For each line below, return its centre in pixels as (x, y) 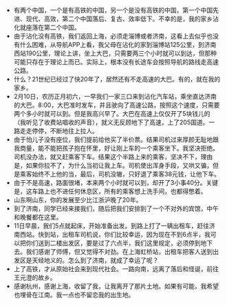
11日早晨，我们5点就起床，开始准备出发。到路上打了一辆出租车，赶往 (111, 226)
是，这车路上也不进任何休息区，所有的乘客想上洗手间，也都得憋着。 (110, 191)
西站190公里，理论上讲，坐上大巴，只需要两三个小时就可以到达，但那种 (115, 53)
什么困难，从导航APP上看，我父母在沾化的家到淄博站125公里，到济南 (118, 45)
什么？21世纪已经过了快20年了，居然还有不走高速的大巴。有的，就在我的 (117, 79)
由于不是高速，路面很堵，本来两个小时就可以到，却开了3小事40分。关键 (116, 183)
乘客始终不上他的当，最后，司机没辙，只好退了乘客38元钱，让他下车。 (120, 174)
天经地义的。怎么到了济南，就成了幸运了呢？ (95, 260)
